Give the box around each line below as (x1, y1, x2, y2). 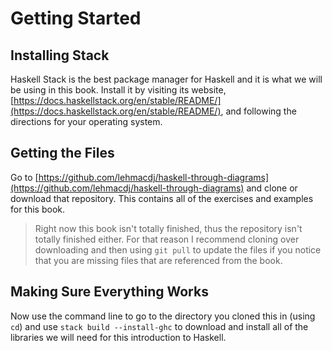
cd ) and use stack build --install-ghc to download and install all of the (10, 320, 309, 332)
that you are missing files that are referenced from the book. (34, 254, 283, 266)
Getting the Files (10, 145, 115, 162)
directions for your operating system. (10, 116, 163, 127)
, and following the (220, 105, 297, 117)
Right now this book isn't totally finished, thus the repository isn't (34, 222, 303, 234)
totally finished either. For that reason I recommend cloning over (34, 233, 300, 245)
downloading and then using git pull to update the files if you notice (34, 243, 322, 256)
